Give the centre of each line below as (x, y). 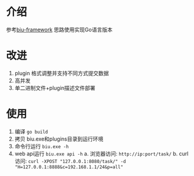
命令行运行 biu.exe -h (42, 146)
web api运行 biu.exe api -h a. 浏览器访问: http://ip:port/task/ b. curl (101, 154)
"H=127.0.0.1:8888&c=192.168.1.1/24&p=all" (69, 167)
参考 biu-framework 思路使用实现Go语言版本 (60, 30)
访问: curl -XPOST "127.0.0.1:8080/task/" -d (70, 161)
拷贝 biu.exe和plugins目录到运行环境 (59, 139)
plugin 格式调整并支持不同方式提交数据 (62, 73)
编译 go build (31, 131)
